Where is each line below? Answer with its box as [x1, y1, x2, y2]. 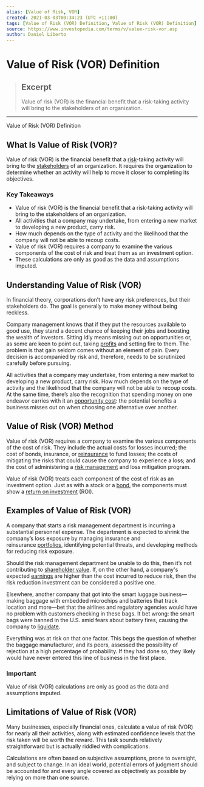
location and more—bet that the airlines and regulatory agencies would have [6, 603, 197, 611]
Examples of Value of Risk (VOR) [6, 505, 132, 516]
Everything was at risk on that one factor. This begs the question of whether [6, 634, 197, 642]
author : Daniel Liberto [6, 32, 67, 38]
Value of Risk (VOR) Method [6, 421, 114, 432]
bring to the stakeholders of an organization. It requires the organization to [6, 162, 193, 169]
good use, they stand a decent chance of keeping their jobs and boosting [6, 327, 190, 335]
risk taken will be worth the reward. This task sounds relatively [6, 736, 163, 743]
